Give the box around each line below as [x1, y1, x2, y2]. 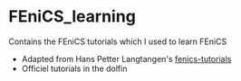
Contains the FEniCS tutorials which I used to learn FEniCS [8, 36, 227, 47]
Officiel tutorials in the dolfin [21, 63, 128, 74]
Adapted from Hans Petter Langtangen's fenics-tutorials [21, 53, 232, 64]
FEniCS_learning [8, 6, 137, 27]
